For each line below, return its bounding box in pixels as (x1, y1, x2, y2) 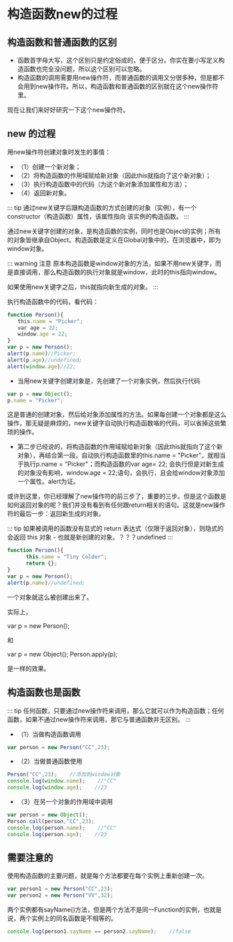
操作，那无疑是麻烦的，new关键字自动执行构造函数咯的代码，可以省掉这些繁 (7, 419, 227, 427)
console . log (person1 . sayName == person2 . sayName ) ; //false (7, 928, 191, 935)
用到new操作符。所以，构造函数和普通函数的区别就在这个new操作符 (23, 82, 219, 91)
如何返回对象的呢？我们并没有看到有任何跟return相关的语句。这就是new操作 (7, 501, 226, 509)
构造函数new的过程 (7, 6, 118, 22)
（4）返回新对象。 (17, 189, 71, 197)
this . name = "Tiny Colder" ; (25, 554, 108, 560)
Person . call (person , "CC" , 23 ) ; (7, 817, 95, 825)
